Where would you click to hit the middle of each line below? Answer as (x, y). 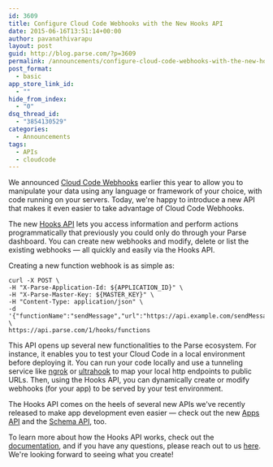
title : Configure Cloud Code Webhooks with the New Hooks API (116, 24)
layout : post (30, 46)
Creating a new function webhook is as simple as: (91, 266)
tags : (17, 144)
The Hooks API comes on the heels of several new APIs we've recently (127, 404)
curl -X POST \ (34, 281)
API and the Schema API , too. (58, 422)
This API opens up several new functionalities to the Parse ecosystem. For (133, 345)
